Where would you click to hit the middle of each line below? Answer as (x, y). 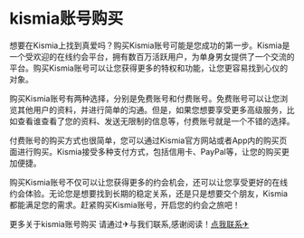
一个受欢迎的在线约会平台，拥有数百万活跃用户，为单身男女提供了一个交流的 (152, 56)
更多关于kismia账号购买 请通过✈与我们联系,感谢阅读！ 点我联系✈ (129, 224)
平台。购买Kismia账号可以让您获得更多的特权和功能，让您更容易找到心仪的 (148, 68)
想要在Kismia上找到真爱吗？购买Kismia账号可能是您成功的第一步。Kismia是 (150, 45)
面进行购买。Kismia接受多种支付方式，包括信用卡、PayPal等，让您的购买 (146, 151)
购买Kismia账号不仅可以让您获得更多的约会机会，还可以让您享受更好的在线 (148, 182)
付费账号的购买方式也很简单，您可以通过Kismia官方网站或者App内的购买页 (148, 140)
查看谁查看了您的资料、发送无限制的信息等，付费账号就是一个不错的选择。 (156, 121)
